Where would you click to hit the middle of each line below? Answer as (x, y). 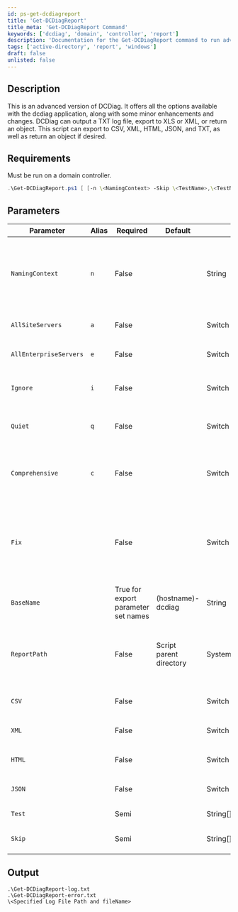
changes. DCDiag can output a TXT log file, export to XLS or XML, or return (117, 121)
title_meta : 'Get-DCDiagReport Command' (68, 27)
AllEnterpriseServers (47, 355)
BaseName (25, 603)
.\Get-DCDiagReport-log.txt (49, 889)
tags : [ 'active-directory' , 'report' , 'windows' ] (82, 47)
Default (178, 231)
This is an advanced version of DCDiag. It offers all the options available (112, 106)
